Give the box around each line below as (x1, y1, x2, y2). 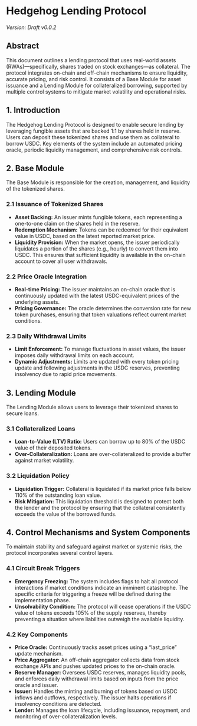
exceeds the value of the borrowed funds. (14, 510, 117, 518)
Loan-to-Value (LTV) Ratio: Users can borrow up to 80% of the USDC (14, 438, 186, 445)
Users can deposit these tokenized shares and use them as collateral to (6, 133, 180, 140)
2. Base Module (6, 163, 64, 173)
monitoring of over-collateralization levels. (14, 713, 117, 720)
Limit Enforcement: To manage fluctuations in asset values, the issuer (14, 345, 186, 353)
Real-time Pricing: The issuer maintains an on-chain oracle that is (14, 285, 176, 293)
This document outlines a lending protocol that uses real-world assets (6, 56, 176, 63)
